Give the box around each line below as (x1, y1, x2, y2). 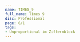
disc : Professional (5, 16, 45, 21)
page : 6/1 (5, 20, 25, 26)
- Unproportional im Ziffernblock (5, 29, 76, 34)
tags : (5, 25, 16, 30)
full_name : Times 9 (5, 12, 45, 16)
